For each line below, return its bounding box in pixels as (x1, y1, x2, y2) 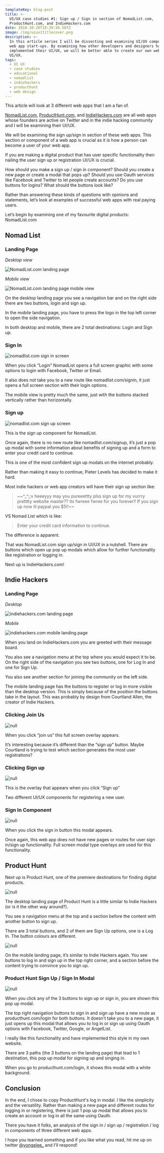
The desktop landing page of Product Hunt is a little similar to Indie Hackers (5, 899, 157, 904)
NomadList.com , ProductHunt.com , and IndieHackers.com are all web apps (5, 112, 157, 118)
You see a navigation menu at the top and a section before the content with (5, 913, 156, 919)
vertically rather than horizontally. (5, 397, 73, 403)
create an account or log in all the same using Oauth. (5, 1113, 111, 1119)
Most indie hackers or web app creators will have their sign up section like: (5, 483, 155, 489)
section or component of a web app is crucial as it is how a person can (5, 137, 147, 143)
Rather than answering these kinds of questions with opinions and (5, 192, 138, 198)
